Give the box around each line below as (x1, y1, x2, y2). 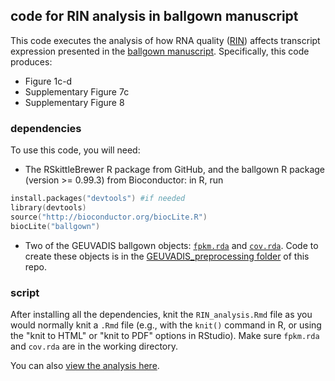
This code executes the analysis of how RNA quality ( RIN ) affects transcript (10, 34, 321, 46)
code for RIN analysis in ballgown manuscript (10, 8, 299, 25)
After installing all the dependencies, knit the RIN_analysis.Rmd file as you (10, 308, 313, 320)
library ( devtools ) (10, 202, 87, 213)
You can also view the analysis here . (10, 359, 160, 371)
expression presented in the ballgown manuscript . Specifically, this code (10, 45, 310, 57)
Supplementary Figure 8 (24, 96, 125, 108)
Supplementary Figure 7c (24, 85, 130, 98)
